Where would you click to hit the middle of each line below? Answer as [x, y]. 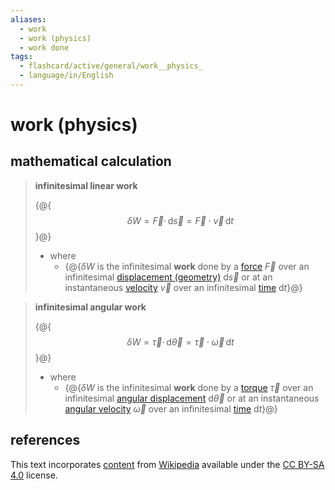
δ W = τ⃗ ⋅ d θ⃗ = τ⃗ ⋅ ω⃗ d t [180, 342]
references [45, 440]
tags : [21, 57]
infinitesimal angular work [90, 307]
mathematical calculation [91, 161]
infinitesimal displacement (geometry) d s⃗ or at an [168, 277]
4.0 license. [34, 475]
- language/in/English [66, 76]
